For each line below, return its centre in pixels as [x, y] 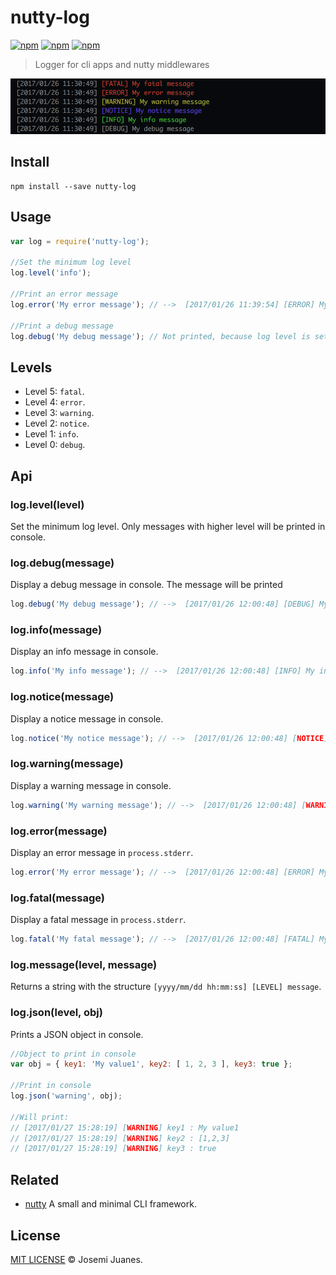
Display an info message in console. [84, 652]
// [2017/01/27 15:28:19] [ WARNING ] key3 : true [113, 1149]
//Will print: [40, 1117]
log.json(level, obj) [56, 1013]
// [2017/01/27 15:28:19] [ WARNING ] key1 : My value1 [125, 1127]
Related [35, 1179]
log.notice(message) [62, 697]
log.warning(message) [67, 764]
